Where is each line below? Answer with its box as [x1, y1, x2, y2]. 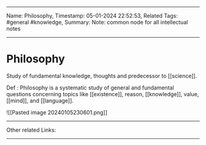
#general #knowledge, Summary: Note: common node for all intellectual [6, 19, 188, 26]
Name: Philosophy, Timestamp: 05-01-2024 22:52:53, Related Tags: [6, 12, 178, 19]
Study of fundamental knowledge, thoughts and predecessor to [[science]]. [6, 72, 197, 79]
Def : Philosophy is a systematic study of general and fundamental [6, 83, 175, 91]
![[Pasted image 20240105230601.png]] [6, 108, 108, 116]
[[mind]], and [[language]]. [6, 97, 74, 104]
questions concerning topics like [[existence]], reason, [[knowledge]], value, [6, 90, 199, 97]
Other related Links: [6, 126, 56, 133]
